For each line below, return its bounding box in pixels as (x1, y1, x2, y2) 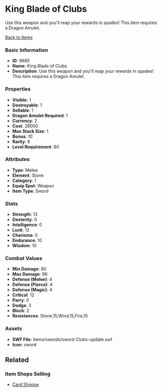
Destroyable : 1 (12, 102, 42, 108)
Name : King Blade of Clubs (12, 63, 67, 69)
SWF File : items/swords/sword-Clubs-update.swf (12, 336, 113, 342)
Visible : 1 (12, 97, 31, 103)
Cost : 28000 (12, 123, 38, 129)
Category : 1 (12, 178, 37, 183)
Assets (5, 325, 23, 332)
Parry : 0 (12, 297, 29, 303)
